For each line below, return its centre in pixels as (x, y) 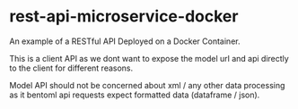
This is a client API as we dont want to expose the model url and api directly (149, 58)
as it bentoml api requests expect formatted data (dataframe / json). (135, 95)
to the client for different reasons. (71, 68)
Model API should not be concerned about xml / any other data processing (147, 85)
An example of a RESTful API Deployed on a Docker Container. (125, 41)
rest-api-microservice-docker (124, 17)
